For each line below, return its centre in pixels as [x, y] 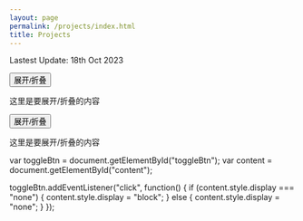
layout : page [34, 18]
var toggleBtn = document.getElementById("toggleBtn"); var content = [141, 160]
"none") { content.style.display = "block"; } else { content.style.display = [145, 197]
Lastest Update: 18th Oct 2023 [67, 61]
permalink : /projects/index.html [73, 26]
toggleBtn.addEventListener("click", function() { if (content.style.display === [152, 187]
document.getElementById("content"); [81, 170]
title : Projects [40, 34]
